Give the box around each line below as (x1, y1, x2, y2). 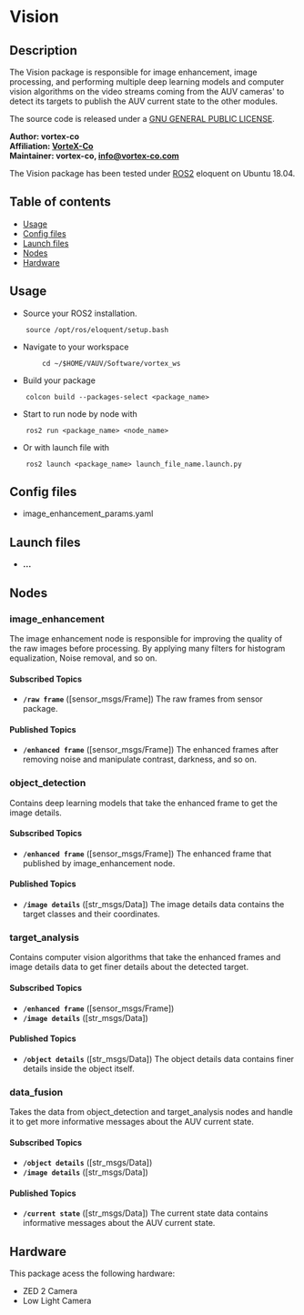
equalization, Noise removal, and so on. (9, 652, 157, 663)
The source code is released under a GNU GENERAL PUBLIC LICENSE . (9, 114, 275, 124)
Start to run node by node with (22, 408, 138, 420)
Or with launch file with (22, 441, 110, 452)
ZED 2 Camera (22, 1286, 78, 1297)
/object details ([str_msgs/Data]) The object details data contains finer (22, 1053, 294, 1064)
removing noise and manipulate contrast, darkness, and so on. (22, 754, 258, 765)
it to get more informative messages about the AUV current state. (9, 1117, 255, 1128)
